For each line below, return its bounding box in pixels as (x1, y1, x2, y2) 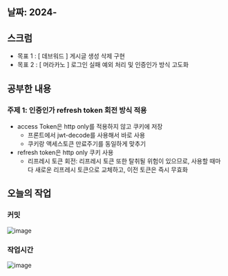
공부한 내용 (7, 82, 52, 95)
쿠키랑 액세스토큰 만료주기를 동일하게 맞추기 (27, 139, 146, 147)
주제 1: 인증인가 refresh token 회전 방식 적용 (7, 105, 147, 115)
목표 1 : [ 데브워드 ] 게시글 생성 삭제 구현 (17, 52, 126, 60)
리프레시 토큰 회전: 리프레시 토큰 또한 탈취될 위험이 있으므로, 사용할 (27, 156, 209, 165)
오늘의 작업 (7, 187, 52, 199)
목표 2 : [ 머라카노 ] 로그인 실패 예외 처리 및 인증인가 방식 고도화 (17, 61, 189, 69)
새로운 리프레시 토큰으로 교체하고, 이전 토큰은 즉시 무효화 (35, 165, 189, 174)
